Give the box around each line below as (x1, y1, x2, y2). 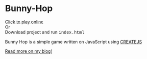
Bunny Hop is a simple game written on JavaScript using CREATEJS (5, 39, 142, 44)
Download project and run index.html (5, 29, 85, 35)
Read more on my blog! (5, 48, 52, 54)
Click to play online (5, 19, 44, 25)
